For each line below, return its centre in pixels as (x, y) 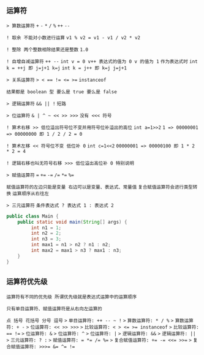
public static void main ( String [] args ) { (72, 222)
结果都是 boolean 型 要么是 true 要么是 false (62, 92)
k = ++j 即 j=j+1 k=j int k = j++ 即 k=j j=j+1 (67, 68)
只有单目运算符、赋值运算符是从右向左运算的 (54, 309)
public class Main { (33, 216)
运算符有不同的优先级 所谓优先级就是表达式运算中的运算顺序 (72, 297)
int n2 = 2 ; (46, 233)
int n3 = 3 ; (46, 239)
